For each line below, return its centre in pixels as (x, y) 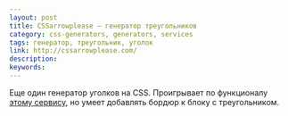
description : (33, 59)
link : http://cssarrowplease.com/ (74, 51)
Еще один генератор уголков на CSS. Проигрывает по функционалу (139, 92)
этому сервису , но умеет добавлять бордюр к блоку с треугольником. (144, 102)
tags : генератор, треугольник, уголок (81, 42)
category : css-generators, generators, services (101, 34)
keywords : (28, 68)
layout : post (33, 17)
